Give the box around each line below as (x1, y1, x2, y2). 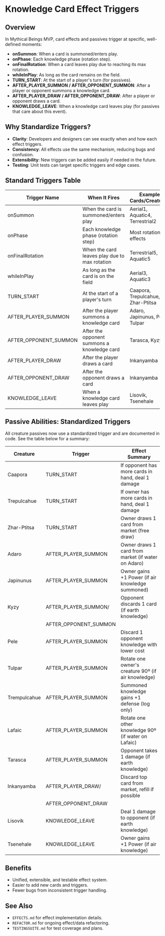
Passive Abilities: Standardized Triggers (5, 417, 131, 426)
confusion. (12, 151, 34, 157)
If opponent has (120, 462, 157, 469)
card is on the (82, 273, 114, 279)
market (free (120, 527, 150, 534)
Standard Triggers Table (5, 176, 81, 185)
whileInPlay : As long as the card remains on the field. (12, 72, 121, 77)
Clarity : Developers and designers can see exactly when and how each (12, 136, 157, 141)
